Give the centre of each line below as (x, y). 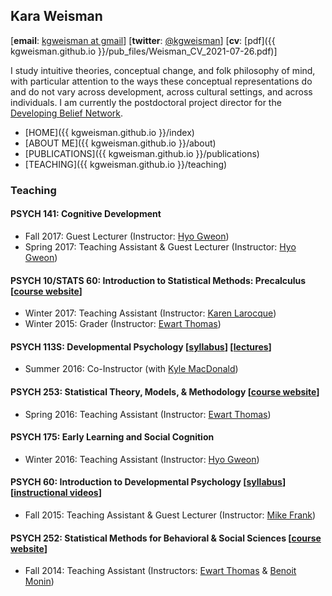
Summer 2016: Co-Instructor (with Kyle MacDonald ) (131, 369)
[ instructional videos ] (56, 493)
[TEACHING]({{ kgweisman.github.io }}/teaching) (126, 164)
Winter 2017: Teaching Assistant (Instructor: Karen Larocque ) (150, 313)
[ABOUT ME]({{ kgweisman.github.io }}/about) (120, 143)
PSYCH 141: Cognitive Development (86, 214)
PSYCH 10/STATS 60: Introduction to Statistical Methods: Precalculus (158, 280)
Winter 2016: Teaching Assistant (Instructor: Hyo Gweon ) (142, 459)
